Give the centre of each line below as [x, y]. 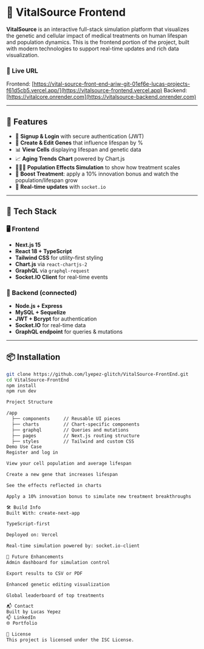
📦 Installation [33, 357]
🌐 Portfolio [22, 624]
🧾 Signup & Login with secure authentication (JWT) [80, 137]
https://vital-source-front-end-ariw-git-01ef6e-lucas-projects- [112, 84]
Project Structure [29, 402]
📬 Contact [20, 607]
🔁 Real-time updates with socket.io [60, 187]
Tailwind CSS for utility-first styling [59, 257]
